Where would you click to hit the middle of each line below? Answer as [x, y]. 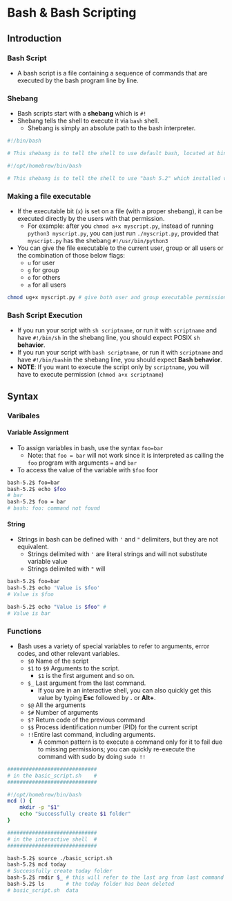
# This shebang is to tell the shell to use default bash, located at [111, 154]
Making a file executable [49, 196]
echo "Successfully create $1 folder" [75, 814]
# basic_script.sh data [43, 890]
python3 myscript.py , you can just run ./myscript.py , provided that [123, 233]
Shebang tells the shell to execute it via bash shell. [88, 121]
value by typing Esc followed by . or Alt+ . [97, 697]
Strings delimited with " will [66, 569]
